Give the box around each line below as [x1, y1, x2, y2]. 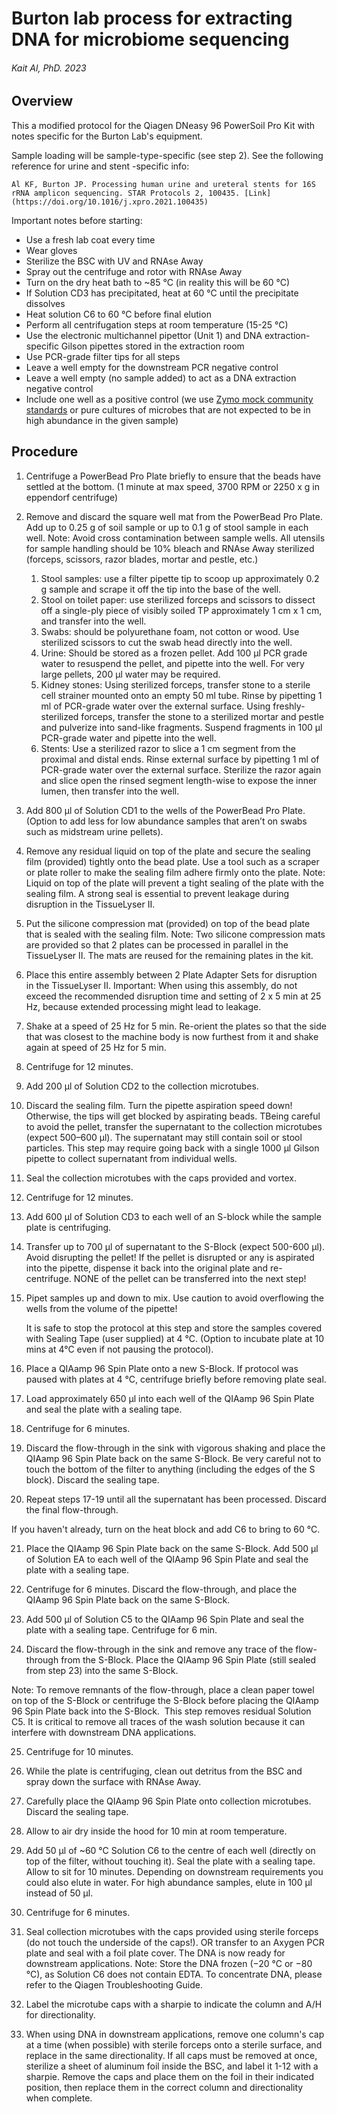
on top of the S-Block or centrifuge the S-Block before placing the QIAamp [11, 1694, 319, 1706]
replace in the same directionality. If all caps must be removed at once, [25, 2049, 318, 2061]
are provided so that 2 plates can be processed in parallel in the [25, 938, 289, 951]
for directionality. [25, 2008, 96, 2021]
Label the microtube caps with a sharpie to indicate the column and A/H [25, 1998, 323, 2010]
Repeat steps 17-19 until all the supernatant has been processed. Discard [25, 1493, 327, 1505]
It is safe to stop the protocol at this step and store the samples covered [25, 1322, 323, 1334]
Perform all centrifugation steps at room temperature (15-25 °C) [25, 318, 289, 331]
